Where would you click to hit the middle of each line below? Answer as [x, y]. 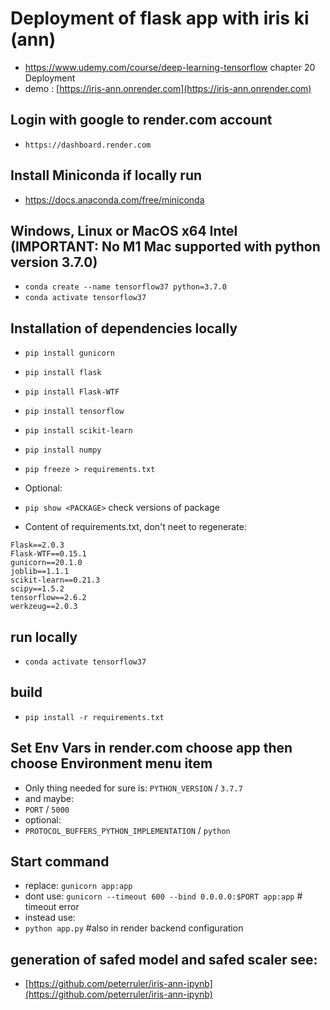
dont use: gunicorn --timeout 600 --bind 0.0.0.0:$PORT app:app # [163, 896]
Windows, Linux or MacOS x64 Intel [124, 230]
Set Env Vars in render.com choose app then [151, 748]
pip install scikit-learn [78, 431]
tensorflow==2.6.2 [48, 598]
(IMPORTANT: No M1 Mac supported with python [165, 246]
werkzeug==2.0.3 [44, 607]
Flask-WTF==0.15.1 [48, 554]
